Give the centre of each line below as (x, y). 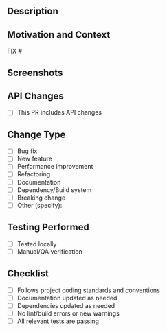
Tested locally (37, 244)
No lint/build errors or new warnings (68, 313)
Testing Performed (48, 227)
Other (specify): (40, 205)
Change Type (36, 134)
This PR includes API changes (59, 112)
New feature (35, 159)
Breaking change (41, 198)
